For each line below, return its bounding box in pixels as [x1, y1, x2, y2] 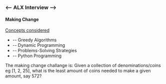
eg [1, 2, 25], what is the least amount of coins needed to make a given [5, 68, 151, 74]
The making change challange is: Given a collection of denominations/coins [5, 63, 161, 69]
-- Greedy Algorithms [12, 37, 57, 43]
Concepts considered [5, 27, 50, 33]
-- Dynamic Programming [12, 42, 65, 48]
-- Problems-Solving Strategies [12, 48, 77, 54]
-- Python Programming [12, 53, 61, 59]
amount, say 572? [5, 73, 42, 79]
